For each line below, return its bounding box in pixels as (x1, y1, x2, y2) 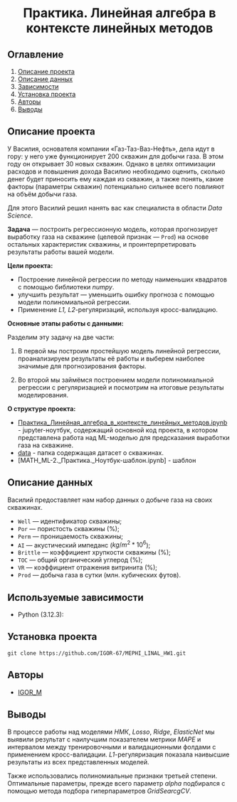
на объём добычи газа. (7, 190, 78, 198)
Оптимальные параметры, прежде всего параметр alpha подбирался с (7, 779, 226, 787)
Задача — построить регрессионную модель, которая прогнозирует (7, 225, 218, 233)
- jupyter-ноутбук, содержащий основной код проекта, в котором (17, 425, 218, 434)
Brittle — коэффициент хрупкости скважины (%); (17, 548, 171, 557)
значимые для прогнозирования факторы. (17, 361, 147, 370)
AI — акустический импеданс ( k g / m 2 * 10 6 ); (17, 539, 151, 549)
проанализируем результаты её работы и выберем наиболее (17, 354, 205, 363)
